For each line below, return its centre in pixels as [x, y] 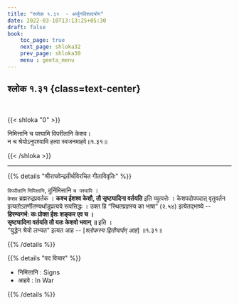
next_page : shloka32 [51, 47]
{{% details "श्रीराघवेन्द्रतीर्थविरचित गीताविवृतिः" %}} [69, 176]
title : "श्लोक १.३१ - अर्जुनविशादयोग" [56, 14]
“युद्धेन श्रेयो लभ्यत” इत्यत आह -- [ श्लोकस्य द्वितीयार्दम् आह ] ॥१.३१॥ [85, 230]
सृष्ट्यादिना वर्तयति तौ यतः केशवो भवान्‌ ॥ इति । [60, 222]
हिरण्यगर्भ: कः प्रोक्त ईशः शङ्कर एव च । [51, 214]
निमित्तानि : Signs [39, 272]
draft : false [27, 27]
